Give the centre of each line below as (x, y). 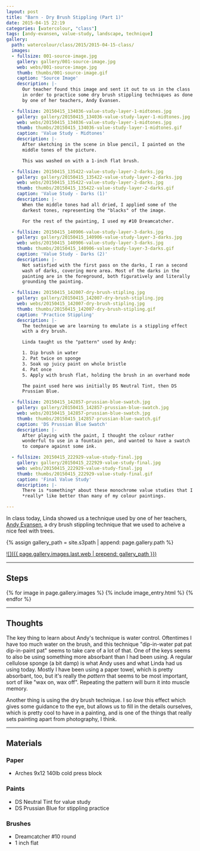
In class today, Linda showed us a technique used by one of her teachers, (96, 518)
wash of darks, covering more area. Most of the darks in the (101, 271)
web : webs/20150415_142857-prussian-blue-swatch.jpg (84, 413)
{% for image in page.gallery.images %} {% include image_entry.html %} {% (100, 592)
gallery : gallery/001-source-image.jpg (66, 61)
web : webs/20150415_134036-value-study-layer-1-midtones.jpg (94, 122)
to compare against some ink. (59, 447)
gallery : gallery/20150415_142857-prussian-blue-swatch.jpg (93, 408)
